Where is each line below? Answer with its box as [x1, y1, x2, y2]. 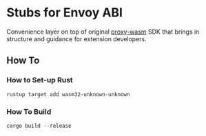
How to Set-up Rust [6, 76, 73, 85]
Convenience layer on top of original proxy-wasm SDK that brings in [6, 27, 200, 36]
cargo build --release [6, 122, 72, 129]
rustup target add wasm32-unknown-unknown [6, 91, 130, 98]
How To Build [6, 106, 52, 116]
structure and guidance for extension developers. [6, 34, 147, 43]
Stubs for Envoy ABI [6, 5, 123, 21]
